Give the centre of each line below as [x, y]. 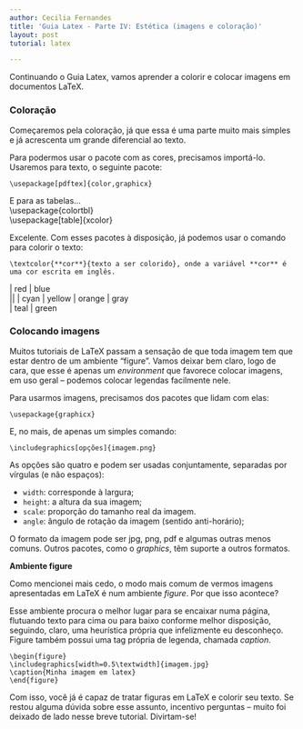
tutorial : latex [40, 43]
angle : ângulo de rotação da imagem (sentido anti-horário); [133, 521]
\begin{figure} [38, 656]
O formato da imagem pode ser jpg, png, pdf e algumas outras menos [140, 538]
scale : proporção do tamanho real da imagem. [109, 511]
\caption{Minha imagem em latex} [73, 672]
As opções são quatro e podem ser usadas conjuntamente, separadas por [148, 464]
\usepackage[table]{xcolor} [61, 220]
